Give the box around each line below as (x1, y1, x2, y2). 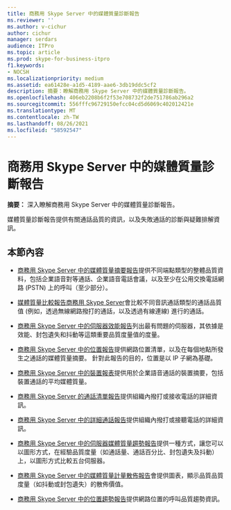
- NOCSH (7, 68, 30, 75)
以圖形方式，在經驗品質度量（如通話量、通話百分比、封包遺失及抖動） (17, 448, 219, 456)
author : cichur (7, 29, 51, 37)
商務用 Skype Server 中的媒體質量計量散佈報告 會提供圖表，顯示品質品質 (17, 471, 224, 480)
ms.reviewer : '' (7, 17, 54, 24)
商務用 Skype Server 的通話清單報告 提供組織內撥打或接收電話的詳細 (17, 392, 212, 401)
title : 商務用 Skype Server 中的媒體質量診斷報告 (7, 10, 140, 17)
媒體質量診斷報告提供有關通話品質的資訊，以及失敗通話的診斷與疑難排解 (7, 215, 214, 223)
